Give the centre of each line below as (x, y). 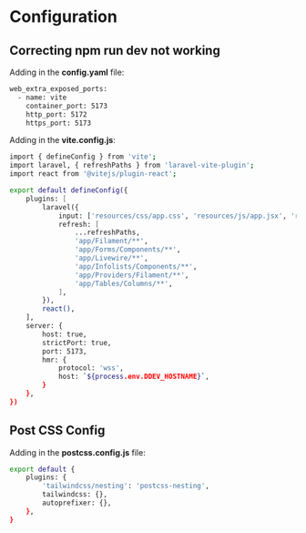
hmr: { (55, 360)
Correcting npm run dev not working (115, 51)
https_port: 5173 (59, 123)
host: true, (65, 334)
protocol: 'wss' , (91, 368)
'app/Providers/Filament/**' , (132, 275)
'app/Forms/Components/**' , (127, 250)
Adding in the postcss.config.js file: (77, 452)
